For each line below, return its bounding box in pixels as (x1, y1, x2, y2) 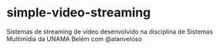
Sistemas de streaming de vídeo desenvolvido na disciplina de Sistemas (6, 27, 213, 36)
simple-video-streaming (6, 5, 151, 21)
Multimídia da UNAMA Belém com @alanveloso (6, 34, 142, 42)
